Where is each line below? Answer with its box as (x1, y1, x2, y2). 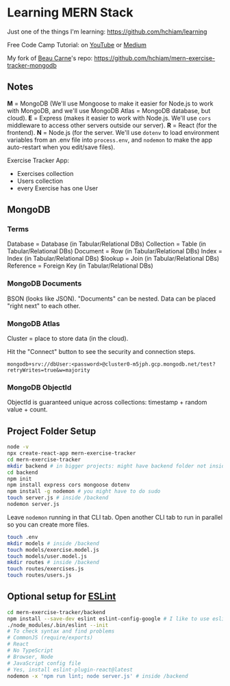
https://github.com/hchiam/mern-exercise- (94, 53, 216, 62)
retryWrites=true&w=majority (7, 367, 90, 374)
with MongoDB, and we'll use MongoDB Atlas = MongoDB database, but (7, 106, 211, 114)
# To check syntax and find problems (7, 628, 115, 635)
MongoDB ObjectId (7, 382, 72, 392)
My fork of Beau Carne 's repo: (7, 53, 93, 62)
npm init (7, 475, 32, 482)
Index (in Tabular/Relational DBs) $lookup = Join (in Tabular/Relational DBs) (7, 255, 220, 263)
